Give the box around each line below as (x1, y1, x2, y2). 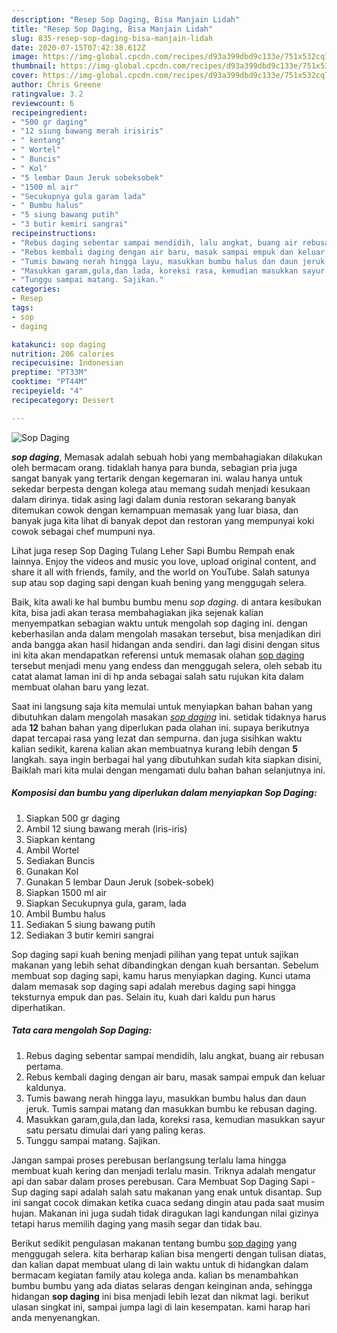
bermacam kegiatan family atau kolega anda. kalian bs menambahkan (11, 1269, 299, 1281)
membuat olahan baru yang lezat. (11, 681, 149, 693)
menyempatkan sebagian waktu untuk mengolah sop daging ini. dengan (11, 617, 308, 629)
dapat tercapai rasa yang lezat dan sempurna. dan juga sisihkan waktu (11, 732, 303, 744)
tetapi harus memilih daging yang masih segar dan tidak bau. (11, 1217, 263, 1230)
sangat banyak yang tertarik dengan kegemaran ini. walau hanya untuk (11, 472, 303, 484)
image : (11, 52, 39, 62)
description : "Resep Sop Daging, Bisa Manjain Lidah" (11, 14, 241, 25)
